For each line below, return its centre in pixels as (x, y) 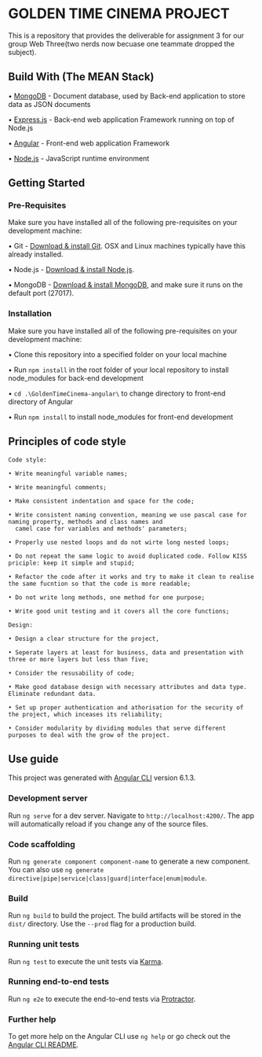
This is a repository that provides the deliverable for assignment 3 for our (126, 35)
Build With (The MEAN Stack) (81, 77)
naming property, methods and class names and (86, 521)
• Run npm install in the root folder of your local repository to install (118, 370)
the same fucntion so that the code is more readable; (100, 584)
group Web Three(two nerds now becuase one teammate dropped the (122, 43)
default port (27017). (41, 293)
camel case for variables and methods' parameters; (102, 528)
